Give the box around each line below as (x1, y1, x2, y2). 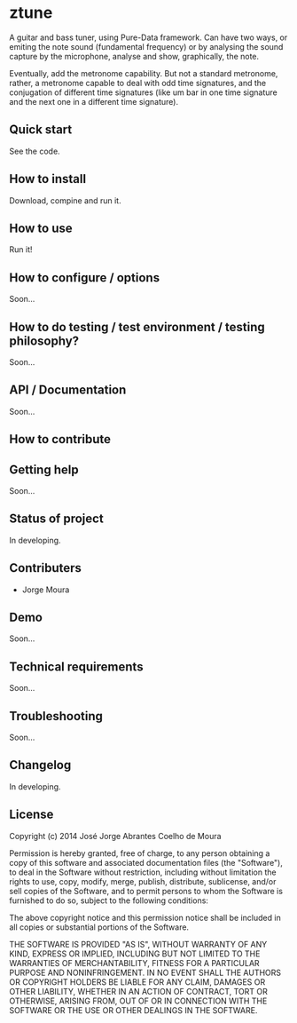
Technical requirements (9, 659, 144, 674)
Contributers (9, 560, 82, 575)
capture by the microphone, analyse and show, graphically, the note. (9, 51, 260, 61)
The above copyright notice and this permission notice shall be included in (9, 912, 281, 923)
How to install (9, 171, 87, 186)
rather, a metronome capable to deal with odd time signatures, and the (9, 77, 267, 88)
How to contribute (9, 432, 112, 447)
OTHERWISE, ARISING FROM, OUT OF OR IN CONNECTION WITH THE (9, 995, 268, 1006)
